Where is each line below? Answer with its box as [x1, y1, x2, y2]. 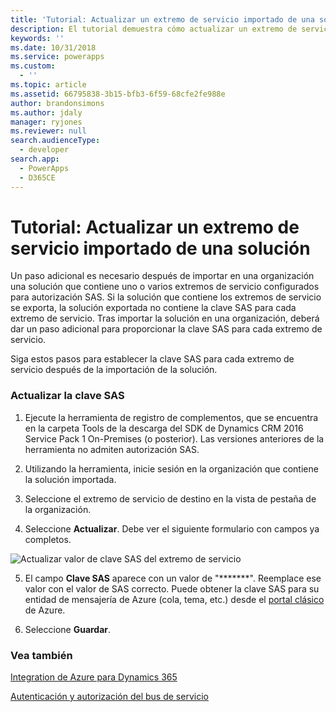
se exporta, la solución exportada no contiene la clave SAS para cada [10, 302, 297, 314]
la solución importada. [24, 473, 117, 485]
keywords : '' [10, 33, 65, 43]
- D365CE [19, 172, 56, 183]
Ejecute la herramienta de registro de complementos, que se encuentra [24, 411, 319, 423]
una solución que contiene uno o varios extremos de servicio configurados [10, 281, 320, 293]
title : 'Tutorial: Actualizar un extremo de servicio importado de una [10, 14, 315, 25]
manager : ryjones [10, 117, 83, 127]
